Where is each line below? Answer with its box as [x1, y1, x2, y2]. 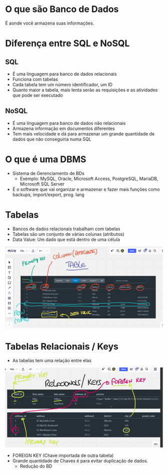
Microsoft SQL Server [19, 181, 65, 187]
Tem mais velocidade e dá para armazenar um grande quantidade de [12, 130, 155, 136]
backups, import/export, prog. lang [12, 192, 85, 198]
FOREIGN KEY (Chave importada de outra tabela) [12, 452, 114, 458]
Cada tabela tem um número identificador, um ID [12, 81, 112, 87]
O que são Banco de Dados [5, 4, 119, 15]
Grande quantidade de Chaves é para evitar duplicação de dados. [12, 458, 148, 464]
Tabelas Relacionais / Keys [5, 341, 119, 352]
